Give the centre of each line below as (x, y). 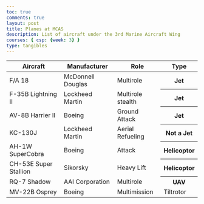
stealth (127, 101)
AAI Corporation (87, 182)
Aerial (126, 129)
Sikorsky (76, 168)
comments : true (25, 18)
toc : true (19, 12)
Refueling (131, 136)
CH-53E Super (31, 163)
